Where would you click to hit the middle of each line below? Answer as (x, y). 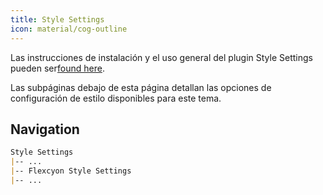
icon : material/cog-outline (69, 29)
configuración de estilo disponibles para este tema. (116, 98)
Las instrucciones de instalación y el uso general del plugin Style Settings (161, 57)
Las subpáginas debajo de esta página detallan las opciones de (141, 87)
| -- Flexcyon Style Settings (71, 171)
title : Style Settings (57, 19)
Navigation (45, 129)
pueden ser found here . (57, 68)
